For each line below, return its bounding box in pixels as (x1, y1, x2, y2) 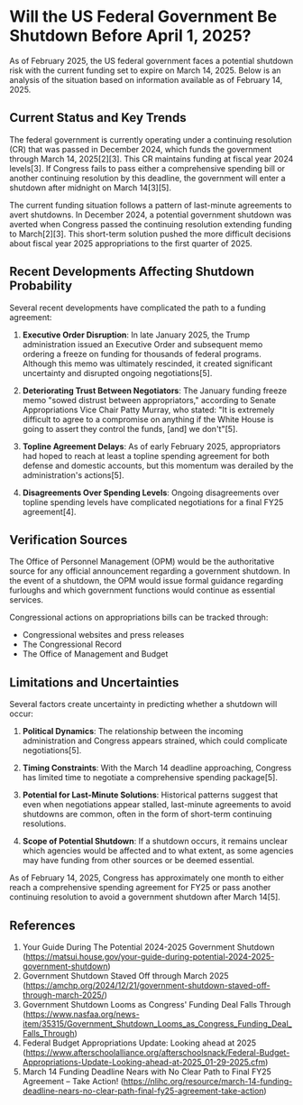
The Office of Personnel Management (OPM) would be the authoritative (9, 557, 275, 567)
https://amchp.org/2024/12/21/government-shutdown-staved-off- (25, 981, 271, 990)
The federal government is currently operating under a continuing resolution (9, 134, 292, 145)
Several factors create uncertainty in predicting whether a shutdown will (9, 699, 278, 710)
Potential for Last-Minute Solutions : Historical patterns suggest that (22, 789, 279, 800)
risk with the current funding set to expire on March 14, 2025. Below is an (9, 65, 281, 76)
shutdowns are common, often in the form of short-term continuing (22, 809, 272, 820)
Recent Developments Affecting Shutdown (9, 264, 255, 280)
